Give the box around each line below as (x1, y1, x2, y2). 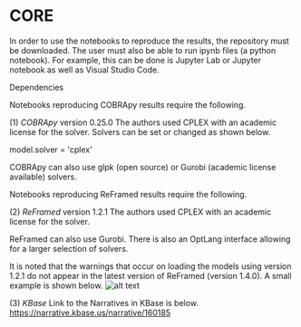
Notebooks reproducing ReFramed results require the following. (9, 188, 248, 199)
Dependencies (9, 82, 64, 92)
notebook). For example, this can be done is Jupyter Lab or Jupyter (9, 54, 261, 65)
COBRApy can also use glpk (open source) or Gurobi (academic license (9, 161, 277, 172)
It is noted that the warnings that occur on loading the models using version (9, 260, 292, 272)
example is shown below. (9, 280, 103, 291)
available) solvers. (9, 171, 77, 182)
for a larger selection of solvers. (9, 243, 129, 254)
